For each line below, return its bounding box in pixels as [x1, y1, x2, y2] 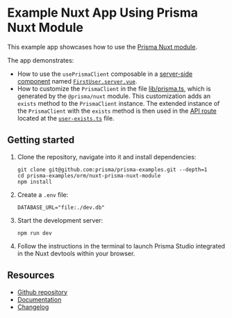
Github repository [17, 287, 68, 296]
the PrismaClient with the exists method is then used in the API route [17, 106, 217, 115]
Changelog [17, 303, 49, 311]
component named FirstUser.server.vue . [17, 77, 138, 85]
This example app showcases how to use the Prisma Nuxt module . [7, 42, 198, 51]
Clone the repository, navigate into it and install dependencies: [17, 152, 197, 161]
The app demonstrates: [7, 56, 74, 64]
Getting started [7, 134, 75, 146]
